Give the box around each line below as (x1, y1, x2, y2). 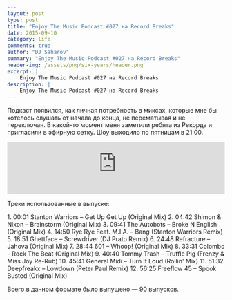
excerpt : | (7, 68, 39, 75)
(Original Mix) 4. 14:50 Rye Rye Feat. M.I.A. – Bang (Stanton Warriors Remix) (7, 227, 223, 236)
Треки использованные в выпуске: (7, 200, 110, 208)
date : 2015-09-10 (7, 29, 57, 37)
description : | (7, 81, 51, 88)
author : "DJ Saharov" (7, 49, 70, 56)
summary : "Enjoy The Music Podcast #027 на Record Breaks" (7, 55, 181, 62)
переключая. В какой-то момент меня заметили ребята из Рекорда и (7, 121, 213, 129)
